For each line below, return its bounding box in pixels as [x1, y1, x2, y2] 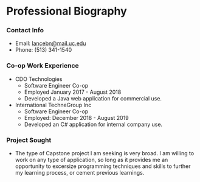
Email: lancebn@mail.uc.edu [15, 40, 86, 47]
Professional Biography [6, 4, 127, 18]
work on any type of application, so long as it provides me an [15, 156, 168, 164]
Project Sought [6, 136, 52, 144]
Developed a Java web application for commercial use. [24, 94, 162, 102]
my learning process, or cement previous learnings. [15, 169, 145, 177]
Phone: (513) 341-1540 [15, 46, 72, 54]
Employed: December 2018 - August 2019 [24, 114, 129, 121]
